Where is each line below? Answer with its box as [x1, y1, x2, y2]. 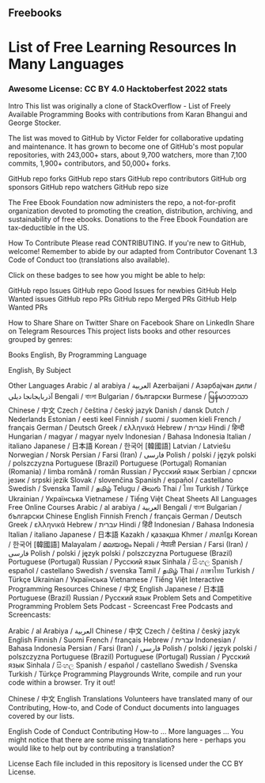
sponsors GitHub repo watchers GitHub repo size [8, 182, 168, 192]
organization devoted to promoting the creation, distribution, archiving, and [8, 206, 253, 215]
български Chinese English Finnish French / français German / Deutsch [8, 511, 243, 521]
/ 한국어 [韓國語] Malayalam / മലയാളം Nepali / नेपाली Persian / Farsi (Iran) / [8, 539, 248, 549]
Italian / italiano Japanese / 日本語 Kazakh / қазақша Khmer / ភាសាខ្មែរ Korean [8, 530, 258, 539]
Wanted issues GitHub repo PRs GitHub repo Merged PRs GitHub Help [8, 294, 237, 303]
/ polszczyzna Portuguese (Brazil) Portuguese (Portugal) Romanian [8, 458, 227, 468]
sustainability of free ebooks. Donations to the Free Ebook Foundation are [8, 214, 248, 224]
